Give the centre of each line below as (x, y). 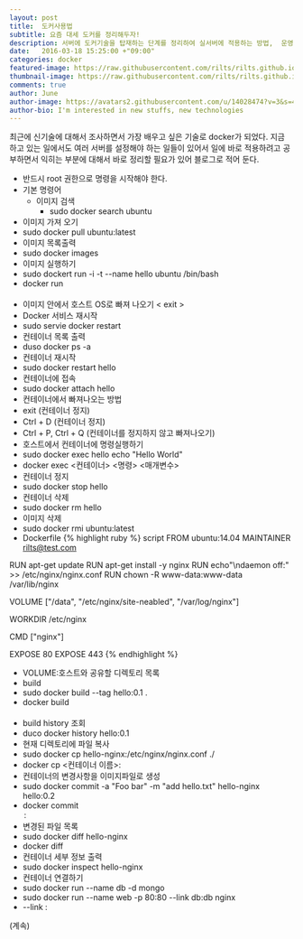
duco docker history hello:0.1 (76, 733)
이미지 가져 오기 (50, 222)
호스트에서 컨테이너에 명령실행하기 (83, 444)
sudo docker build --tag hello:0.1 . (85, 693)
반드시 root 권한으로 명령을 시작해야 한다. (95, 179)
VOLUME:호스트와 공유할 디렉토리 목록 (91, 673)
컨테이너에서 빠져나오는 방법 (72, 399)
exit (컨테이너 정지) (56, 411)
